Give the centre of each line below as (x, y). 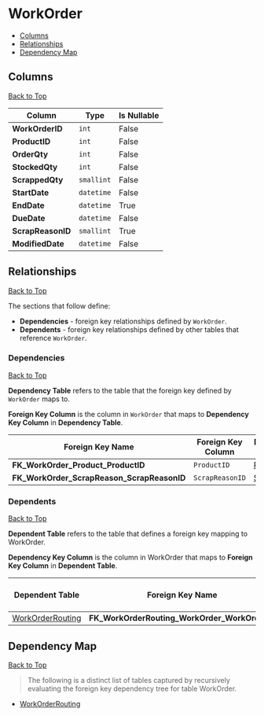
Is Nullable (139, 115)
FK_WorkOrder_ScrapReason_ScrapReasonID (99, 478)
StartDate (31, 192)
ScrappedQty (38, 179)
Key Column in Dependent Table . (63, 566)
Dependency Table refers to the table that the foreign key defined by (120, 390)
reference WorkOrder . (53, 338)
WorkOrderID (37, 128)
